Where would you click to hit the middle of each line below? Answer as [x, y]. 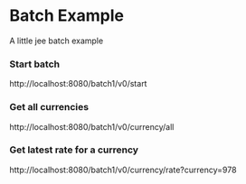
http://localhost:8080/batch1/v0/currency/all [92, 126]
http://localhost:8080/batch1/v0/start [78, 84]
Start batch [35, 64]
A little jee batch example [57, 41]
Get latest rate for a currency [74, 150]
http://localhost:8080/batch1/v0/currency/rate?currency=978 [123, 170]
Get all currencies [49, 107]
